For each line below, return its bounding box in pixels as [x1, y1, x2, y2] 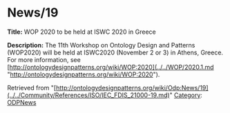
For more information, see [7, 55, 81, 63]
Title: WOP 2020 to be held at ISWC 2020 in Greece [7, 28, 157, 36]
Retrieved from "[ [7, 83, 57, 92]
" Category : [169, 91, 202, 99]
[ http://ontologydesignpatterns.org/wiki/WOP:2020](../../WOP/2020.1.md [7, 63, 214, 71]
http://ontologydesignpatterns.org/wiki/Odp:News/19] [55, 83, 209, 92]
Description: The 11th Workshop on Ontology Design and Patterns [7, 41, 195, 49]
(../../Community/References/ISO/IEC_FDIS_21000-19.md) [7, 91, 171, 99]
